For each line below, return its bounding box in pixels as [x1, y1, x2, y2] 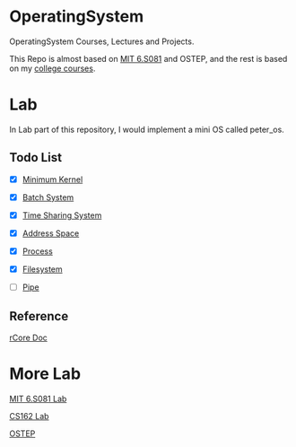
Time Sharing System [22, 209, 102, 221]
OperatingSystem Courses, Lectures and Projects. [9, 36, 195, 47]
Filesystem [22, 264, 63, 275]
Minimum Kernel [22, 173, 83, 185]
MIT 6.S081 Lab [9, 393, 67, 404]
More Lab [9, 364, 82, 384]
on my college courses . [9, 63, 96, 74]
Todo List [9, 150, 63, 165]
